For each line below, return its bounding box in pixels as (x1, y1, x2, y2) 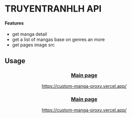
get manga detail (12, 31, 47, 37)
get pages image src (12, 42, 55, 48)
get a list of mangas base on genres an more (12, 36, 105, 43)
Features (5, 20, 24, 26)
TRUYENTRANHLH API (5, 3, 102, 15)
